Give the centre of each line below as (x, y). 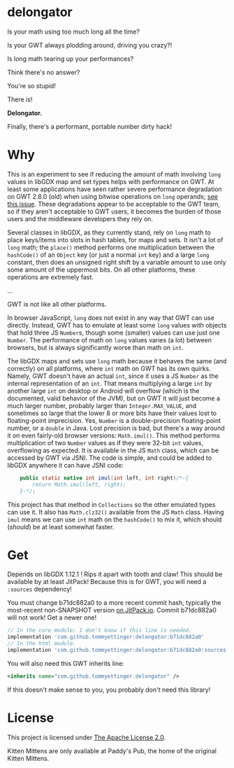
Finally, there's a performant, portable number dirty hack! (90, 126)
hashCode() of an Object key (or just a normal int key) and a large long (108, 254)
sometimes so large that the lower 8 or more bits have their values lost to (112, 413)
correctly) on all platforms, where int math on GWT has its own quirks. (109, 368)
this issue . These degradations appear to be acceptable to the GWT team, (114, 204)
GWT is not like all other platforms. (57, 304)
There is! (20, 99)
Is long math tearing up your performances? (71, 58)
